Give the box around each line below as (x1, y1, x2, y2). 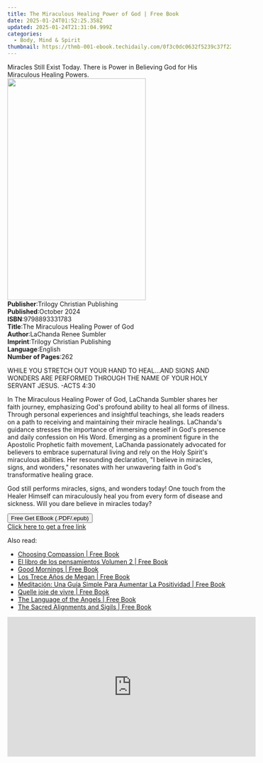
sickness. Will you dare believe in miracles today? (7, 500, 152, 507)
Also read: (7, 537, 38, 544)
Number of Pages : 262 (7, 353, 73, 361)
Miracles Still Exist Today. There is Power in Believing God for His (7, 63, 198, 71)
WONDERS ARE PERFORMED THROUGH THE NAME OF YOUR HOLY (7, 374, 208, 382)
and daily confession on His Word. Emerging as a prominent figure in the (7, 433, 219, 441)
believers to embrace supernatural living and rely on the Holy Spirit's (7, 448, 208, 456)
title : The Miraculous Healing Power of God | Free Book (7, 10, 179, 18)
